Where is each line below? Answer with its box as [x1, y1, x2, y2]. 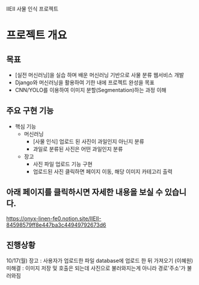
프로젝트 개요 [6, 29, 67, 42]
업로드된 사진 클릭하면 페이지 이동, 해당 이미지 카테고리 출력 [32, 168, 173, 175]
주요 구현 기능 [6, 106, 54, 116]
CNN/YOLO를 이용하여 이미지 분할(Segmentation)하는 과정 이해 [14, 87, 167, 93]
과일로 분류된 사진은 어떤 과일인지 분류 [32, 145, 123, 152]
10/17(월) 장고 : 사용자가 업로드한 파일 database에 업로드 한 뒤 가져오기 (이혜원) [6, 257, 194, 265]
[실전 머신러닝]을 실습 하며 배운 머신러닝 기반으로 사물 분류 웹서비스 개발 [14, 72, 185, 78]
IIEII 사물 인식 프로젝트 [6, 5, 59, 12]
